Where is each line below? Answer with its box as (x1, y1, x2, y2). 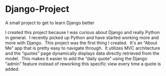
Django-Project (5, 3, 69, 15)
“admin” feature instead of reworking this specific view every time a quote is (5, 61, 161, 67)
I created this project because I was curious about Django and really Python (5, 29, 160, 35)
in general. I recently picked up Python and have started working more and (5, 35, 159, 40)
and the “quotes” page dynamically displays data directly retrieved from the (5, 50, 160, 56)
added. (5, 66, 20, 72)
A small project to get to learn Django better (5, 20, 95, 26)
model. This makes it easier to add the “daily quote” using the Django (5, 55, 148, 61)
